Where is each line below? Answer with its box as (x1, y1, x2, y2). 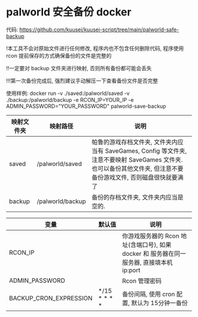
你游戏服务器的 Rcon (122, 232, 180, 240)
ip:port (122, 266, 140, 274)
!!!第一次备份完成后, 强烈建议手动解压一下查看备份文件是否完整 (6, 77, 159, 84)
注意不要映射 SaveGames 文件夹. (91, 156, 183, 164)
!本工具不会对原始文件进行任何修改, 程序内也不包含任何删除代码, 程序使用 (6, 45, 184, 52)
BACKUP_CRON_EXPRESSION (9, 294, 93, 302)
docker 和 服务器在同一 (122, 249, 186, 257)
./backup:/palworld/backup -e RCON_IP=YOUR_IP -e (6, 96, 134, 103)
